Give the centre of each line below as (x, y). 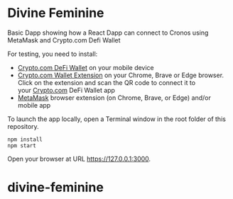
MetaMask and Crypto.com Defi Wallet (64, 40)
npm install (25, 140)
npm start (22, 146)
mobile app (34, 105)
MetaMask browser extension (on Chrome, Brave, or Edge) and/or (114, 98)
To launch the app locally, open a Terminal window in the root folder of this (116, 119)
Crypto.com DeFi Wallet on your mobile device (86, 67)
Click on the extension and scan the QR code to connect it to (107, 82)
